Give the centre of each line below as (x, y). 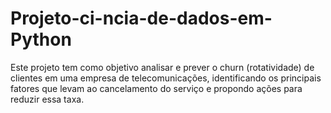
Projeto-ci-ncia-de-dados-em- (141, 18)
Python (41, 39)
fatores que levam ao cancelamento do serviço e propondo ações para (156, 88)
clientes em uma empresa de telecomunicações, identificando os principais (166, 78)
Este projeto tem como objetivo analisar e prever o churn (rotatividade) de (162, 67)
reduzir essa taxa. (47, 99)
